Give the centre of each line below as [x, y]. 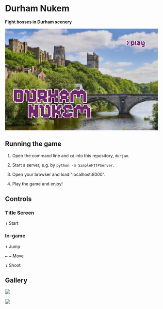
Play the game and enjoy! [37, 184]
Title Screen [20, 213]
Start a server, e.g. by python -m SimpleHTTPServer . [63, 165]
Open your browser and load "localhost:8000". [59, 174]
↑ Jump [13, 246]
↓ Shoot [13, 265]
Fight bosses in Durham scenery [38, 22]
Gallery [16, 280]
